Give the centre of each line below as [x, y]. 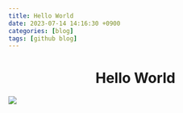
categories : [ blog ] [41, 31]
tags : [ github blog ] [43, 38]
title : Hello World [41, 16]
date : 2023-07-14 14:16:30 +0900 [64, 23]
